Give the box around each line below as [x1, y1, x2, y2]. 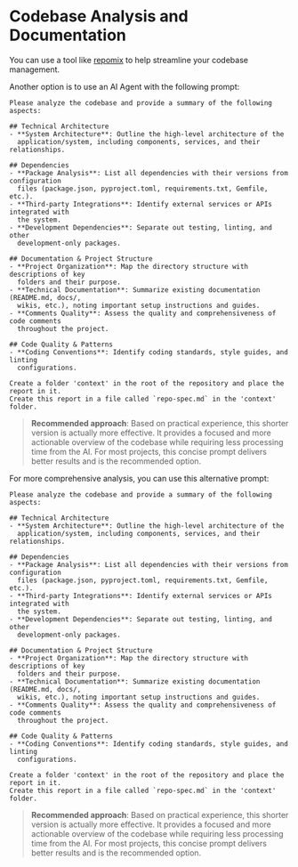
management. [9, 64, 60, 75]
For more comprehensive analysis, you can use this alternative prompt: [9, 473, 270, 483]
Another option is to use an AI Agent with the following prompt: [9, 81, 240, 92]
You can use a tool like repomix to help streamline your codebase [9, 54, 249, 65]
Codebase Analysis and [9, 6, 189, 27]
